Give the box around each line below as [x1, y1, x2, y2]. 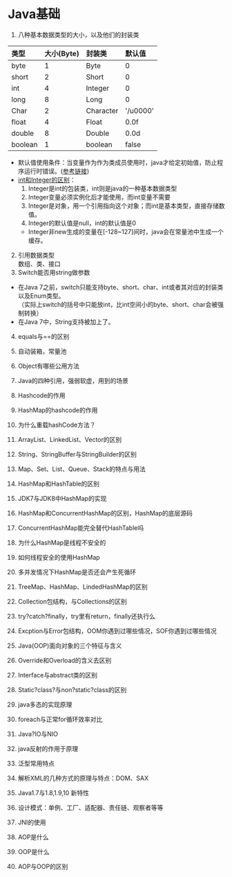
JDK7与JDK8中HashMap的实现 [17, 494, 107, 502]
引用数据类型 [17, 251, 55, 259]
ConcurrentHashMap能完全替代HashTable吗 [17, 524, 144, 532]
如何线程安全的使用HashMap [17, 553, 100, 561]
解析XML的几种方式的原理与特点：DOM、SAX [17, 774, 149, 782]
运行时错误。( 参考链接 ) [23, 167, 90, 175]
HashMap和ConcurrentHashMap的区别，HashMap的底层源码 [17, 508, 193, 517]
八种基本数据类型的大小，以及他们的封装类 [17, 30, 139, 39]
